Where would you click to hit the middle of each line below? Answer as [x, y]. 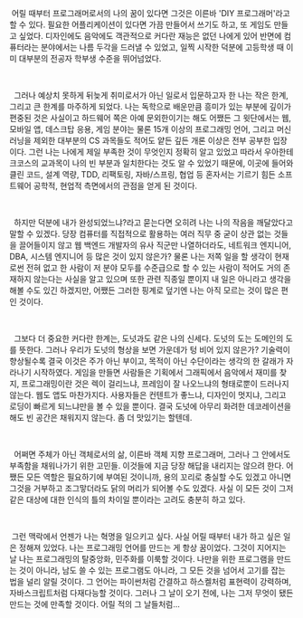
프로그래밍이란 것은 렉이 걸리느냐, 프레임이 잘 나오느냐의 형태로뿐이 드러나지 [155, 384]
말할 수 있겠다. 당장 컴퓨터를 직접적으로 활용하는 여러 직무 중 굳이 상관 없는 [141, 234]
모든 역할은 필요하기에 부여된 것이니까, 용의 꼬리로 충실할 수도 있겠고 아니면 [159, 477]
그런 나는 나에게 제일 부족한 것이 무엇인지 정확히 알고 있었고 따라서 [145, 152]
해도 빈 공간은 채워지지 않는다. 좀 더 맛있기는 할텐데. [101, 418]
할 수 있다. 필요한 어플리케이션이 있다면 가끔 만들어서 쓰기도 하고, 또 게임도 [141, 24]
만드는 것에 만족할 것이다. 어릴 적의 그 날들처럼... [95, 604]
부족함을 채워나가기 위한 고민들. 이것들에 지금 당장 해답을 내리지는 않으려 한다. [147, 466]
